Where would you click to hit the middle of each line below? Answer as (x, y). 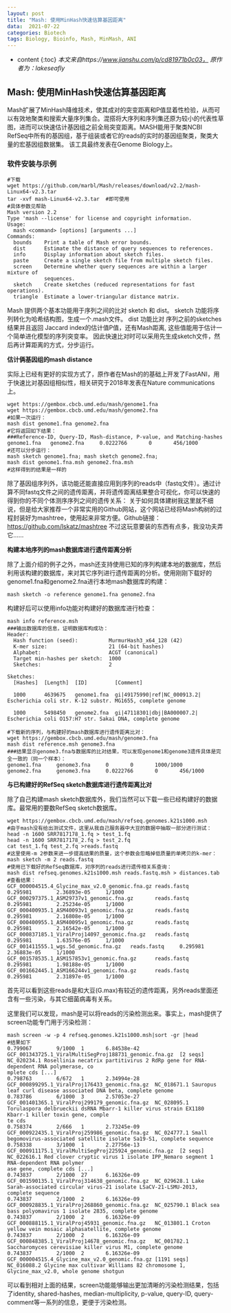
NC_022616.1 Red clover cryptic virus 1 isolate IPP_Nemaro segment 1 (110, 1157)
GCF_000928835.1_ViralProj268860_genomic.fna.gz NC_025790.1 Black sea (113, 1206)
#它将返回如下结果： (32, 431)
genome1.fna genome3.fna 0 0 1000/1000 (95, 765)
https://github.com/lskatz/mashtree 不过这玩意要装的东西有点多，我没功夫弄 (115, 527)
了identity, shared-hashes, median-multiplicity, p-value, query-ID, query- (110, 1294)
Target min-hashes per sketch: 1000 (67, 659)
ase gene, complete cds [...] (51, 1169)
